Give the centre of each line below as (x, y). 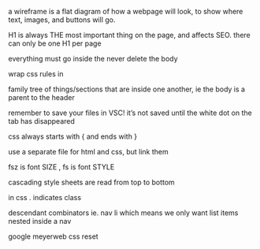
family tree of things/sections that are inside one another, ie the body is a (127, 89)
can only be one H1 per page (55, 43)
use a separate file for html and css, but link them (88, 152)
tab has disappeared (41, 121)
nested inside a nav (40, 221)
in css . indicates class (45, 197)
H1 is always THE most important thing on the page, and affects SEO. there (129, 35)
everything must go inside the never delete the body (93, 59)
